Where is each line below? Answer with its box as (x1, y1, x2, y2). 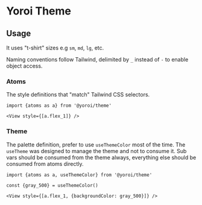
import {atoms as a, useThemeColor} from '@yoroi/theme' (6, 172, 153, 178)
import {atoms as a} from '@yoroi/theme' (6, 102, 112, 109)
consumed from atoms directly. (6, 160, 84, 167)
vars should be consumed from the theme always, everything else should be (6, 154, 197, 161)
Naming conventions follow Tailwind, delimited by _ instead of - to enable (6, 56, 189, 63)
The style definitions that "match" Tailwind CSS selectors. (6, 91, 150, 98)
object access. (6, 62, 43, 69)
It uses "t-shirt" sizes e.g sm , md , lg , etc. (6, 44, 104, 51)
